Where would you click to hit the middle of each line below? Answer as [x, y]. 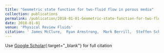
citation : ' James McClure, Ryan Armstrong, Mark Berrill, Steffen [78, 32]
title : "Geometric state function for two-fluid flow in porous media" [79, 9]
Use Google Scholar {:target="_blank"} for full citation [59, 46]
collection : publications [31, 14]
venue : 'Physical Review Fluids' [39, 27]
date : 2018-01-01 [23, 23]
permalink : [16, 18]
